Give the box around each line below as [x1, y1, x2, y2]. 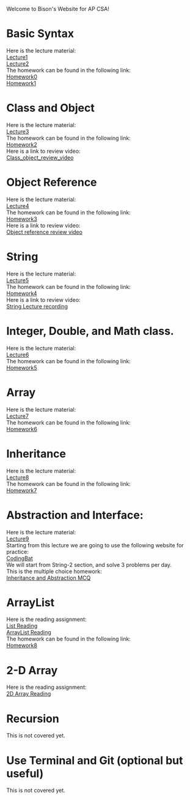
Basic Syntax [6, 27, 75, 40]
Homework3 [6, 215, 38, 223]
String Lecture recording [6, 302, 68, 310]
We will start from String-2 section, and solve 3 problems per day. [6, 561, 172, 568]
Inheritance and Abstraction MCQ [6, 574, 91, 582]
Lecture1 [6, 53, 28, 61]
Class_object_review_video [6, 153, 74, 161]
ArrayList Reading [6, 629, 52, 636]
